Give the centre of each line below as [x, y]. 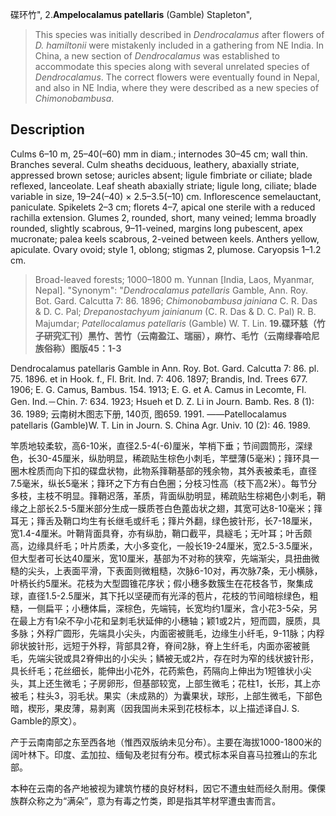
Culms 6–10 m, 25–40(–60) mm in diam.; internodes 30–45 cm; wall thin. [159, 154]
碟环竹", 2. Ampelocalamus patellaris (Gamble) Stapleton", [131, 14]
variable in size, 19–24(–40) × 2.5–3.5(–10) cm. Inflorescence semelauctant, [166, 196]
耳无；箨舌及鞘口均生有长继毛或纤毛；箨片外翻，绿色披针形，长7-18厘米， [164, 520]
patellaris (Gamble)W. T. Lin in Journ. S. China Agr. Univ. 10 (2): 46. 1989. [160, 425]
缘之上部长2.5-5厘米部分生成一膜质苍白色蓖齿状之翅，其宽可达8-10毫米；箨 [166, 508]
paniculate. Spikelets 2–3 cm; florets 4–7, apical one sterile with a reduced [163, 207]
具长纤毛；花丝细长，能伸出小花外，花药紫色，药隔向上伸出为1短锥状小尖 [161, 670]
